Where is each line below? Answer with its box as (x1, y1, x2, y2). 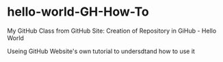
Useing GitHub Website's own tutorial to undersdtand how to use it (7, 47, 195, 55)
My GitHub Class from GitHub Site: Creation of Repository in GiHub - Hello (7, 27, 217, 35)
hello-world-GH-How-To (7, 4, 149, 20)
